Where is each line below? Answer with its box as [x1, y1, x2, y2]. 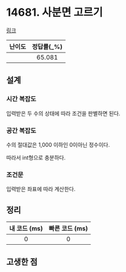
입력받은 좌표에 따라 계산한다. [6, 186, 76, 193]
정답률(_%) [32, 42, 63, 51]
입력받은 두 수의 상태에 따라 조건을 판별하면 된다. [6, 109, 121, 117]
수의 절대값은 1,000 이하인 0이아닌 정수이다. [6, 141, 110, 148]
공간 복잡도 [6, 126, 37, 135]
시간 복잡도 [6, 95, 37, 103]
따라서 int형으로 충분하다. [6, 154, 66, 161]
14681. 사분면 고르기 [6, 5, 103, 19]
